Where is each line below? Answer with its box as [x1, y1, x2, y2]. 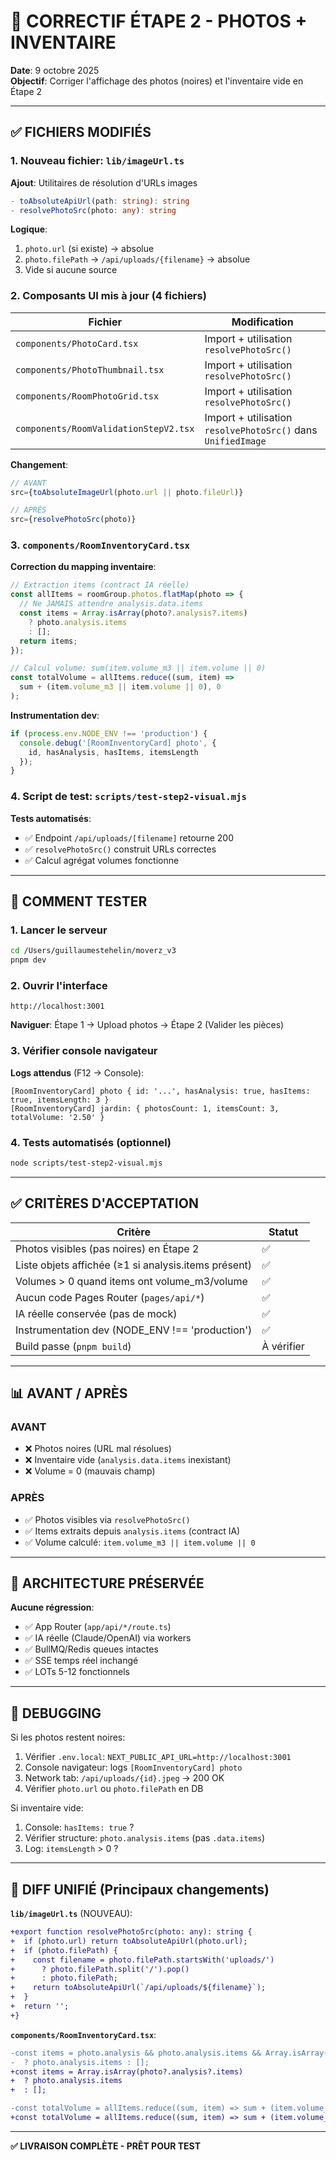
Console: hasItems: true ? [24, 1821, 135, 1834]
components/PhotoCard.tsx [15, 338, 139, 349]
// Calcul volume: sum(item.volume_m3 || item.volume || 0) [10, 663, 267, 674]
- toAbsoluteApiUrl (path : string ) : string [10, 196, 190, 206]
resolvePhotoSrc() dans [204, 423, 318, 437]
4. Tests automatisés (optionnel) [10, 1135, 172, 1149]
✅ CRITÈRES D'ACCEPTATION [10, 1195, 199, 1212]
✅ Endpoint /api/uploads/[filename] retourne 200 [24, 831, 234, 844]
